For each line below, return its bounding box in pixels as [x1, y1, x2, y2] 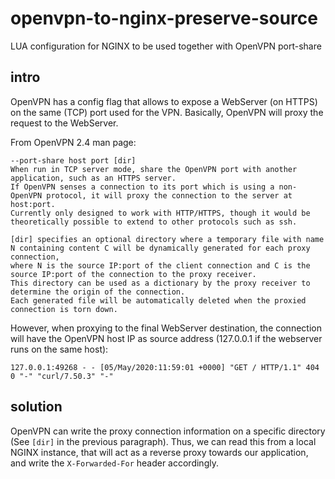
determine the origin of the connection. [10, 287, 186, 297]
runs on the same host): [10, 343, 109, 355]
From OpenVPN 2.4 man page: [10, 136, 137, 148]
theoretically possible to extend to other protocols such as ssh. [10, 217, 298, 227]
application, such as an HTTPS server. [10, 173, 177, 183]
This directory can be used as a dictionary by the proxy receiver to [10, 278, 311, 288]
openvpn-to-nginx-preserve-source [10, 7, 318, 30]
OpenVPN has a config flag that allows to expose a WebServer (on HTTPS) [10, 95, 318, 107]
